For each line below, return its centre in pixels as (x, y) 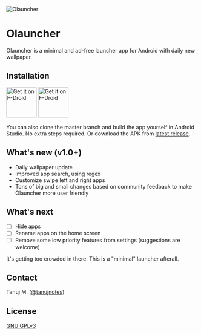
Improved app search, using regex (58, 174)
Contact (22, 277)
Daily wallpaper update (44, 167)
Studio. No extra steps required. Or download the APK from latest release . (98, 134)
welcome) (28, 247)
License (21, 311)
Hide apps (28, 226)
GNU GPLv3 (21, 326)
